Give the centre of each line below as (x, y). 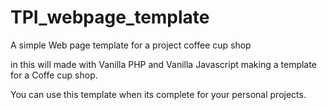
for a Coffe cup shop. (54, 75)
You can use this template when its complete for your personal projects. (158, 94)
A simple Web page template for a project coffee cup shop (131, 45)
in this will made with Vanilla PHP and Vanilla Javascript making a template (163, 64)
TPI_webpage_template (110, 17)
